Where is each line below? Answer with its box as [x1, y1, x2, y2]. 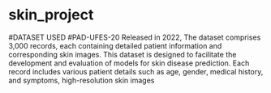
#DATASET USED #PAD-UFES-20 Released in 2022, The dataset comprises [8, 32, 261, 42]
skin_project [8, 6, 94, 24]
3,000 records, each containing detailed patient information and [8, 40, 222, 50]
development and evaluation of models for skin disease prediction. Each [8, 58, 250, 68]
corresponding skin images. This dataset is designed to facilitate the [8, 49, 237, 59]
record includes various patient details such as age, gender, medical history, [8, 66, 264, 76]
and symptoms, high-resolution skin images [8, 75, 155, 85]
